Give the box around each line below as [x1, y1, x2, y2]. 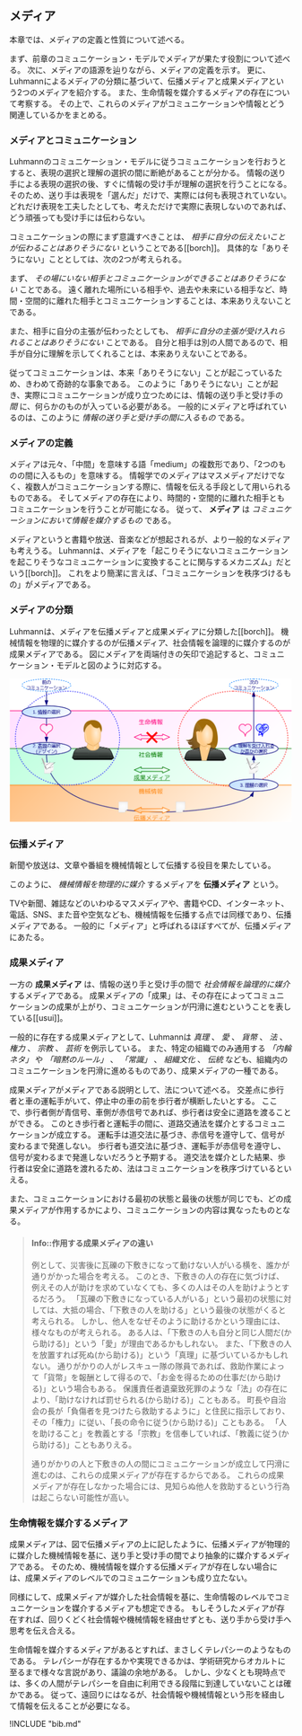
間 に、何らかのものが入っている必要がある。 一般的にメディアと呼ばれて [9, 401, 280, 412]
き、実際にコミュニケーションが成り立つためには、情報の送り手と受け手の [9, 390, 284, 401]
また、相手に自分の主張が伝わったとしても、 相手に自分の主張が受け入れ [9, 326, 278, 337]
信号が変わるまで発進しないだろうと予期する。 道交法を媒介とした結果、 [9, 1151, 279, 1162]
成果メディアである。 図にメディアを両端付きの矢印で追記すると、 [9, 648, 254, 659]
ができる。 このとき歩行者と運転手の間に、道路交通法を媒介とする [9, 1118, 255, 1129]
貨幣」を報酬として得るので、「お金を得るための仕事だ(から [47, 1371, 266, 1382]
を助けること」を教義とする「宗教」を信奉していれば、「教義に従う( [30, 1428, 282, 1439]
